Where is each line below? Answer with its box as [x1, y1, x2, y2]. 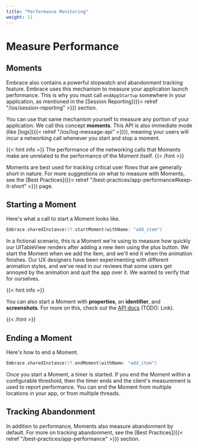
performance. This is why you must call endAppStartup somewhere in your [6, 91, 186, 98]
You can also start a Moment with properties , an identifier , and [6, 298, 161, 305]
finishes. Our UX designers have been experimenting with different [6, 256, 169, 263]
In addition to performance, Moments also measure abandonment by [6, 423, 174, 430]
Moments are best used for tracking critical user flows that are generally [6, 163, 182, 170]
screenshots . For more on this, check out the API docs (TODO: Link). [6, 304, 174, 311]
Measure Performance [6, 40, 119, 53]
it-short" [6, 182, 27, 189]
